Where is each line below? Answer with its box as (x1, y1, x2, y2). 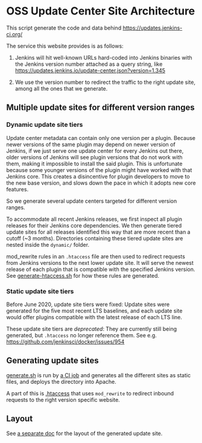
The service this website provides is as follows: (6, 42, 124, 49)
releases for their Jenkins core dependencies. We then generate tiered (6, 221, 182, 229)
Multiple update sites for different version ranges (6, 103, 195, 113)
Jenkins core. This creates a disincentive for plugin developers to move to (6, 173, 190, 180)
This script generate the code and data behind (6, 24, 122, 31)
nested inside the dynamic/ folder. (6, 241, 89, 248)
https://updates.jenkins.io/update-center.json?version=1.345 (14, 66, 166, 74)
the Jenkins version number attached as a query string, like (14, 60, 163, 68)
